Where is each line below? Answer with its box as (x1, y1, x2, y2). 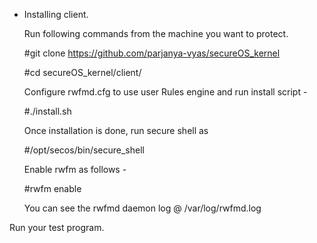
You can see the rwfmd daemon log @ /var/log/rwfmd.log (23, 202, 262, 214)
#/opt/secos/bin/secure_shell (23, 144, 145, 156)
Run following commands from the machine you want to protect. (23, 28, 289, 39)
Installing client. (23, 9, 89, 20)
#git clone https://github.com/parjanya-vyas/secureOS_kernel (23, 47, 281, 59)
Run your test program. (9, 222, 105, 233)
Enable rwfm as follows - (23, 164, 127, 175)
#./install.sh (23, 105, 72, 117)
